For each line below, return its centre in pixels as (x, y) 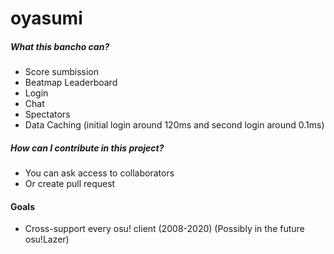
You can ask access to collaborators (99, 173)
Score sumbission (62, 72)
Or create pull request (70, 184)
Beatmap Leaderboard (71, 83)
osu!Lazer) (47, 239)
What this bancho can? (60, 46)
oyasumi (46, 18)
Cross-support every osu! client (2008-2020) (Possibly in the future (164, 229)
